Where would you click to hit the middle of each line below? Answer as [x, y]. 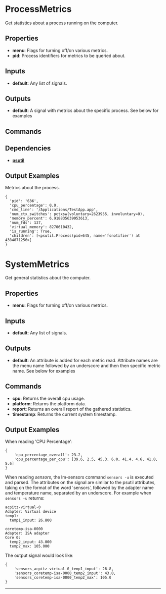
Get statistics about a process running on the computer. [62, 23]
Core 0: [13, 538]
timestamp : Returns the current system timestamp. [64, 414]
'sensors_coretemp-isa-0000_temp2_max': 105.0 [63, 578]
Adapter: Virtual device [31, 512]
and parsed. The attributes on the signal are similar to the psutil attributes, [80, 483]
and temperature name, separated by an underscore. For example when [78, 493]
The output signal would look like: [39, 555]
